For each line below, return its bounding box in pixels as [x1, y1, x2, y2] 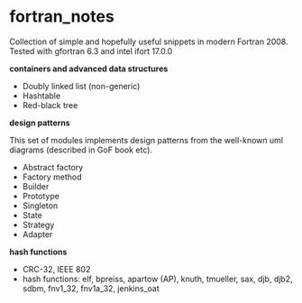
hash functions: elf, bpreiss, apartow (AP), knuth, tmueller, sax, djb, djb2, [22, 273, 293, 284]
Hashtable [22, 90, 61, 101]
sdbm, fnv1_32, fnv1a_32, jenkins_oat [22, 282, 160, 294]
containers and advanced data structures [9, 63, 169, 74]
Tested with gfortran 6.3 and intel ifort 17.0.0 [9, 45, 173, 56]
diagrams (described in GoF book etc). [9, 144, 153, 155]
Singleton [22, 200, 59, 211]
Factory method [22, 171, 82, 182]
